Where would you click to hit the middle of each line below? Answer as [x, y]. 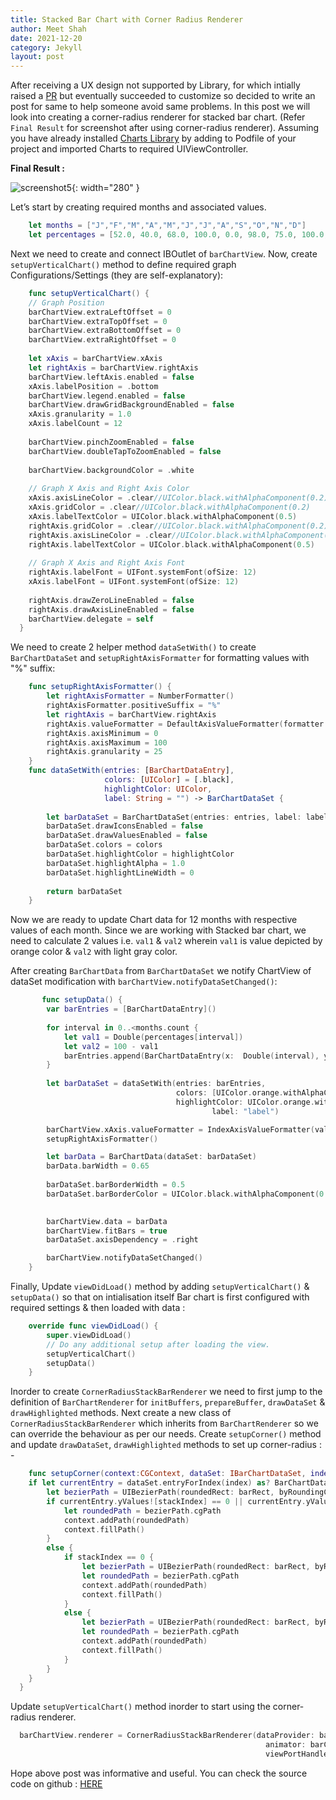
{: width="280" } [105, 188]
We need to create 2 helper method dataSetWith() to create [133, 647]
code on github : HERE [56, 1783]
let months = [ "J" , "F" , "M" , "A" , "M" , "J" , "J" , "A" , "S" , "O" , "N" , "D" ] [167, 226]
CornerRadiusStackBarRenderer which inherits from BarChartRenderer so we [164, 1423]
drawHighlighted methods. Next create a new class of [121, 1413]
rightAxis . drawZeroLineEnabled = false [111, 600]
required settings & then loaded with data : [98, 1307]
